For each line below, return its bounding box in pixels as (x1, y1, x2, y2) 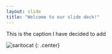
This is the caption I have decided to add (6, 30, 106, 37)
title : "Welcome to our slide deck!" (6, 14, 100, 20)
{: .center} (35, 42, 60, 49)
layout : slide (6, 8, 42, 15)
